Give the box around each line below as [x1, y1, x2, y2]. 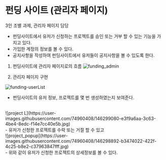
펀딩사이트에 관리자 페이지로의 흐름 [12, 63, 82, 69]
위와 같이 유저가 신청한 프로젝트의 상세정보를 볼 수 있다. [8, 149, 118, 155]
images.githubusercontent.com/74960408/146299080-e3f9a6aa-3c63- [5, 115, 156, 121]
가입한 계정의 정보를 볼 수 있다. [12, 46, 73, 52]
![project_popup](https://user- [5, 133, 68, 139]
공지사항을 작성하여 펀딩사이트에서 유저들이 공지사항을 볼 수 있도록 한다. [12, 52, 155, 58]
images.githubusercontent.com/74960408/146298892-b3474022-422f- [5, 138, 157, 144]
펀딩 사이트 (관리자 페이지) [5, 5, 108, 16]
